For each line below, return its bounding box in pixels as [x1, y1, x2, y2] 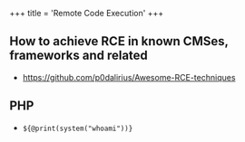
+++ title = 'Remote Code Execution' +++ [9, 8, 164, 18]
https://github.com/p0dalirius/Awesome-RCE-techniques [22, 71, 236, 82]
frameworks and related [9, 48, 148, 63]
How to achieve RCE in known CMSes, [9, 33, 229, 49]
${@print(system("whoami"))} [22, 124, 133, 133]
